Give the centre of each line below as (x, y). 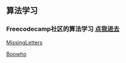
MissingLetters (24, 42)
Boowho (16, 54)
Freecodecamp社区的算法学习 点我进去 (63, 29)
